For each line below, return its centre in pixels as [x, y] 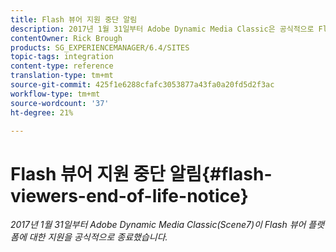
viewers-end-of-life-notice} [129, 195]
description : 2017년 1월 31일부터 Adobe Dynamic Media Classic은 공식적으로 [162, 29]
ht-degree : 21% [42, 112]
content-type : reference [62, 66]
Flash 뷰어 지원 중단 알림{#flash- [141, 173]
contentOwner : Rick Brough [66, 38]
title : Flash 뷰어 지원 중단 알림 [74, 19]
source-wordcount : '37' [60, 103]
